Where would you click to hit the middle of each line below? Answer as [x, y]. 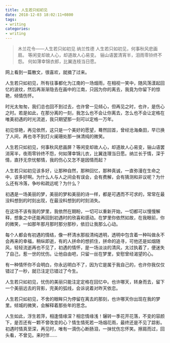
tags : [11, 19]
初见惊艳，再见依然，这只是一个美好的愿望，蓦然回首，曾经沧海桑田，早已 [83, 130]
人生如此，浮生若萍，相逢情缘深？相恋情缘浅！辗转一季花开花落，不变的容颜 [85, 316]
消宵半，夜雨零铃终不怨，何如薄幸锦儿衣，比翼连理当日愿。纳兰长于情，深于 [85, 153]
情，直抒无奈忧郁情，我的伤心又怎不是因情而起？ [56, 160]
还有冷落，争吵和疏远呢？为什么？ [45, 183]
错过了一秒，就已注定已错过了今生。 [43, 271]
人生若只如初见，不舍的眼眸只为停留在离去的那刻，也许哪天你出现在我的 [80, 299]
